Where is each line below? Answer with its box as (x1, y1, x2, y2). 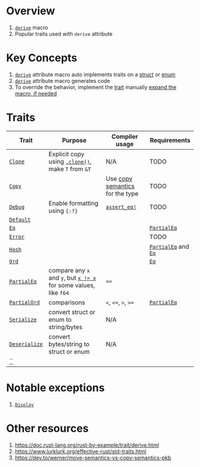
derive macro (14, 24, 49, 31)
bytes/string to (48, 340, 90, 348)
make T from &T (48, 165, 91, 173)
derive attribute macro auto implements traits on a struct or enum (14, 70, 176, 78)
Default (9, 216, 31, 223)
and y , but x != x (48, 273, 96, 282)
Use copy (105, 174, 133, 183)
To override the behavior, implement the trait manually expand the (14, 83, 177, 91)
